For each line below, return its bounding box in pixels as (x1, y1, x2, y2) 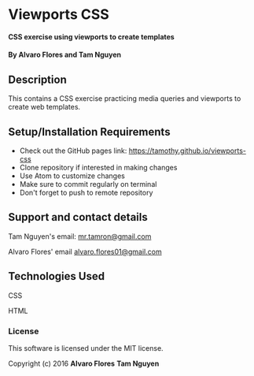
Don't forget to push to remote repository (19, 188, 153, 197)
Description (8, 73, 67, 86)
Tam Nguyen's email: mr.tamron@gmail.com (8, 231, 152, 241)
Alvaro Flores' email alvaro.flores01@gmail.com (8, 247, 163, 256)
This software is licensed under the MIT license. (8, 343, 164, 352)
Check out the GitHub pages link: (19, 146, 127, 155)
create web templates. (8, 102, 81, 112)
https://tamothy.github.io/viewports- (128, 146, 246, 155)
